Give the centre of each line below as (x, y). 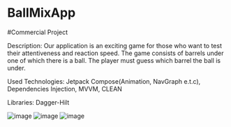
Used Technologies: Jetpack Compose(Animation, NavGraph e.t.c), (104, 81)
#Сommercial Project (38, 32)
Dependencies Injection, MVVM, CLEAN (65, 89)
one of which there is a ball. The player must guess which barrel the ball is (114, 60)
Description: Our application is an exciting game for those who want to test (114, 45)
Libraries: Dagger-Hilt (38, 102)
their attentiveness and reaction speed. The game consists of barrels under (115, 53)
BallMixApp (42, 13)
